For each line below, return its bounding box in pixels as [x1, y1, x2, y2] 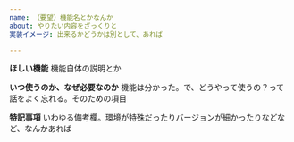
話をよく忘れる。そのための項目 [9, 93, 127, 104]
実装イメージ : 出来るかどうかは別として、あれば [9, 29, 164, 38]
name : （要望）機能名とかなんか [9, 13, 113, 22]
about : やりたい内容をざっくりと [9, 21, 118, 30]
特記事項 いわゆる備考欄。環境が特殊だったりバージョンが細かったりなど [9, 113, 278, 123]
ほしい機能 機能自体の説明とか [9, 63, 122, 74]
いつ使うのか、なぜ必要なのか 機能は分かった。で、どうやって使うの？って [9, 82, 284, 93]
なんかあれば [24, 123, 72, 134]
